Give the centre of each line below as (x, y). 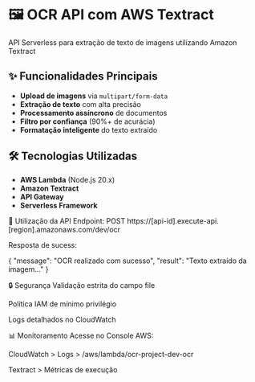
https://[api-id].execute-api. (173, 220)
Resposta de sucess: (43, 244)
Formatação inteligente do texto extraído (89, 129)
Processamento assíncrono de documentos (93, 113)
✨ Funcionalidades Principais (83, 76)
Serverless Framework (59, 205)
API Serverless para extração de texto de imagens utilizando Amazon (123, 42)
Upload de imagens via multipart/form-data (94, 96)
